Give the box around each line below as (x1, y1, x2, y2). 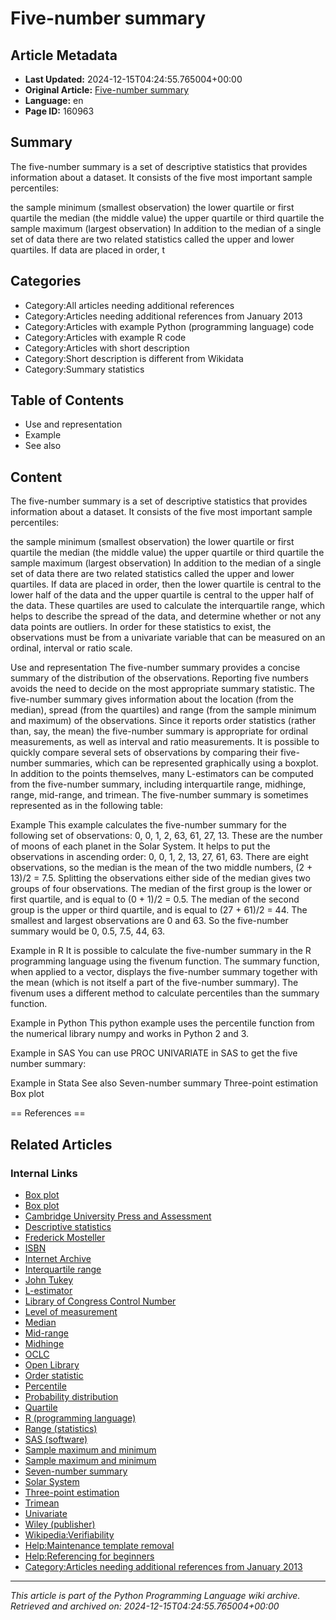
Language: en (24, 95, 84, 106)
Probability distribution (24, 1390, 119, 1402)
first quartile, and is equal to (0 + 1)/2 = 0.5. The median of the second (10, 893, 300, 906)
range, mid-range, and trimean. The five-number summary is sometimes (10, 789, 309, 801)
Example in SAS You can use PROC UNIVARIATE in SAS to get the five (10, 1047, 298, 1059)
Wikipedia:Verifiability (24, 1528, 115, 1541)
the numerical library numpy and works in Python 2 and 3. (10, 1028, 250, 1040)
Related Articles (10, 1136, 113, 1153)
